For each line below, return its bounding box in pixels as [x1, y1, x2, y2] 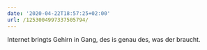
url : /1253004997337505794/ [7, 16, 89, 23]
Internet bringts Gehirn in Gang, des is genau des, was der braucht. [7, 35, 201, 43]
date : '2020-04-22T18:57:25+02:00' [7, 10, 111, 17]
